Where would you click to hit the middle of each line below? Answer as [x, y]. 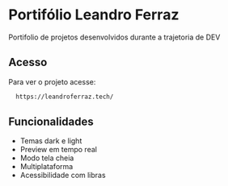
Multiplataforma [46, 167]
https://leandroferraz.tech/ [65, 97]
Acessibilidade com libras [63, 176]
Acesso [28, 62]
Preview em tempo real [58, 150]
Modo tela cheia [47, 158]
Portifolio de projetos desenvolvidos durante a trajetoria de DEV [114, 37]
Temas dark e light [51, 141]
